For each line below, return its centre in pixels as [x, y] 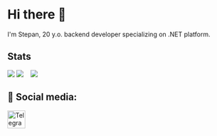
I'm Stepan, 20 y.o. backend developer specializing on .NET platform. [109, 34]
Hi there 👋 [37, 15]
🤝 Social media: [42, 97]
